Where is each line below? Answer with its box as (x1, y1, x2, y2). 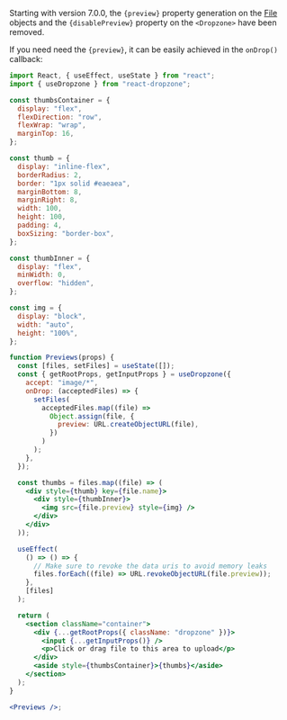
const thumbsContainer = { (9, 95, 111, 104)
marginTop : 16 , (17, 130, 75, 139)
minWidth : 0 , (17, 270, 67, 280)
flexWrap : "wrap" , (17, 121, 87, 130)
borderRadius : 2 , (17, 170, 83, 179)
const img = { (9, 303, 63, 312)
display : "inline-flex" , (17, 162, 111, 171)
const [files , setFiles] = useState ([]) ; (17, 362, 175, 371)
